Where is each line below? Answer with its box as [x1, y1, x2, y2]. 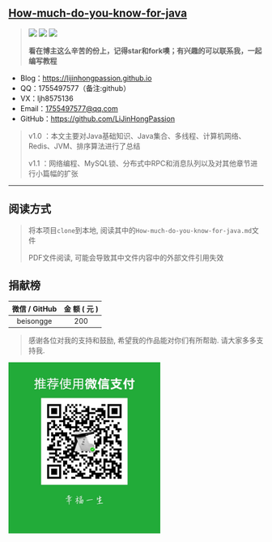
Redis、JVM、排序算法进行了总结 [28, 141, 141, 151]
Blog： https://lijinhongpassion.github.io [19, 73, 152, 83]
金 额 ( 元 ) [63, 303, 99, 313]
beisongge [16, 316, 53, 326]
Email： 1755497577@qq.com [19, 103, 119, 113]
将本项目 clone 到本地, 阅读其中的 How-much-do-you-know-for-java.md [28, 225, 253, 234]
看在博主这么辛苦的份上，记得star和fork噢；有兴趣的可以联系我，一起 [28, 45, 262, 55]
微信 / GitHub [11, 303, 57, 313]
